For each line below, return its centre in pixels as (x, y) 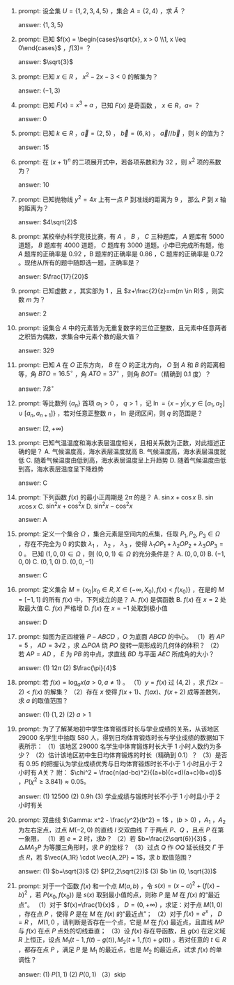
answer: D (33, 622)
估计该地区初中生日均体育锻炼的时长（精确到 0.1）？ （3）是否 (138, 755)
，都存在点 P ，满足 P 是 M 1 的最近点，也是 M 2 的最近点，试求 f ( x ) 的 (117, 950)
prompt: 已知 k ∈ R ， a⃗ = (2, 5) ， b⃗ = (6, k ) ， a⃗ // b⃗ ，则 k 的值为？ (122, 133)
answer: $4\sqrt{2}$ (47, 222)
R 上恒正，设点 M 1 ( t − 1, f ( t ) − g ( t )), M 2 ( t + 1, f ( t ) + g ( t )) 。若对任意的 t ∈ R (122, 941)
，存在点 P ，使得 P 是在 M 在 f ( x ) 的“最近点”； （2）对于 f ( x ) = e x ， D (120, 913)
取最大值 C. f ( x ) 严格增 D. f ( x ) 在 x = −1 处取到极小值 (93, 608)
